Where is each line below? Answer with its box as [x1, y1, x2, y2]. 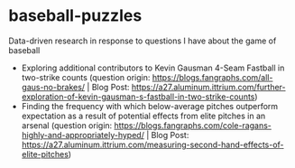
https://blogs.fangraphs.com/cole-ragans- [114, 119, 272, 131]
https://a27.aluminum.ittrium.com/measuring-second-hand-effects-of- [21, 139, 285, 150]
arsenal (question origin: [21, 119, 113, 131]
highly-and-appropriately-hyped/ [21, 129, 145, 140]
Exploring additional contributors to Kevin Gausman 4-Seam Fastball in [21, 62, 285, 73]
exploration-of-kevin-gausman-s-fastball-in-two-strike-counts [21, 91, 255, 102]
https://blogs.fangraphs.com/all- [152, 71, 273, 82]
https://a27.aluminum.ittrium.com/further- [131, 81, 286, 92]
